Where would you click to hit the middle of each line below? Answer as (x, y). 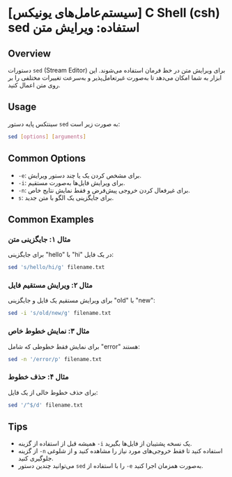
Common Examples (51, 219)
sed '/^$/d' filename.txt (45, 405)
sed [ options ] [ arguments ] (47, 137)
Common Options (47, 159)
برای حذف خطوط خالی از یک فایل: (53, 392)
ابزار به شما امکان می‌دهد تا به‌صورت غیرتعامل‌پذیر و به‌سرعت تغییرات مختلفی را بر (115, 78)
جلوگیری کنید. (36, 458)
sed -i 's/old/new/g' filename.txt (60, 313)
